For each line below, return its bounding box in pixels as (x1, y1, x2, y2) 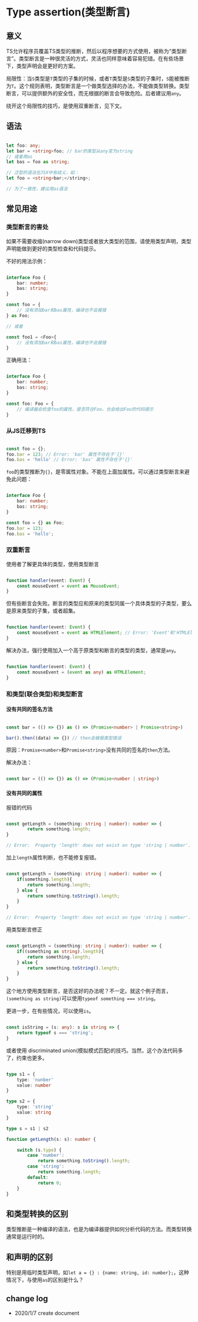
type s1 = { (6, 1071, 35, 1077)
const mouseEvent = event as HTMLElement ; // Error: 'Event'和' (16, 630, 177, 636)
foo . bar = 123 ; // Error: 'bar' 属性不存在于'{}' (6, 451, 126, 457)
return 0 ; (37, 1180, 62, 1186)
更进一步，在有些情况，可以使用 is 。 (6, 1007, 94, 1015)
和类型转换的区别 (6, 1208, 68, 1219)
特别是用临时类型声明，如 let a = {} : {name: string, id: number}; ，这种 (6, 1269, 190, 1276)
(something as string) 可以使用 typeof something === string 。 (6, 995, 159, 1002)
